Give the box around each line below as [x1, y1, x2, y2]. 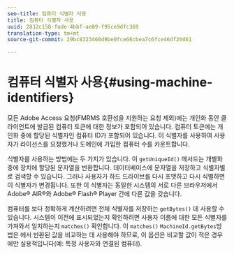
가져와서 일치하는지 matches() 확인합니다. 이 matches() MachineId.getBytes [7, 222, 217, 230]
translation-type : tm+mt [7, 29, 80, 37]
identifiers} [7, 90, 75, 105]
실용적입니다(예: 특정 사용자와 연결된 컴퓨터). [20, 239, 142, 248]
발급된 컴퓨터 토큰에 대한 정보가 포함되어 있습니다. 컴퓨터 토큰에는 [37, 123, 217, 131]
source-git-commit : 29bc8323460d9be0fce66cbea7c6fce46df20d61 [7, 36, 192, 43]
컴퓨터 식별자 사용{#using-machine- [7, 75, 213, 91]
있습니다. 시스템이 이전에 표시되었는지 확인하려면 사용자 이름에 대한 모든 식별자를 [7, 214, 228, 222]
